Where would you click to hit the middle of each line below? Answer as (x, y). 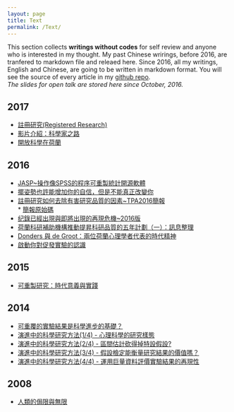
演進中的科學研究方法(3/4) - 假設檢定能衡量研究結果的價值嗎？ (108, 352)
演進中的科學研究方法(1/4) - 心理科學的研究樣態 (86, 335)
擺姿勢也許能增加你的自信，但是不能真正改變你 (85, 192)
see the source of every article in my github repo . (79, 77)
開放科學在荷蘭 (39, 143)
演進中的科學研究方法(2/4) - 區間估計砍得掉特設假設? (94, 343)
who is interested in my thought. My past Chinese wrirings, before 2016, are (117, 54)
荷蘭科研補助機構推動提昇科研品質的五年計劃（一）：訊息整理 (105, 227)
